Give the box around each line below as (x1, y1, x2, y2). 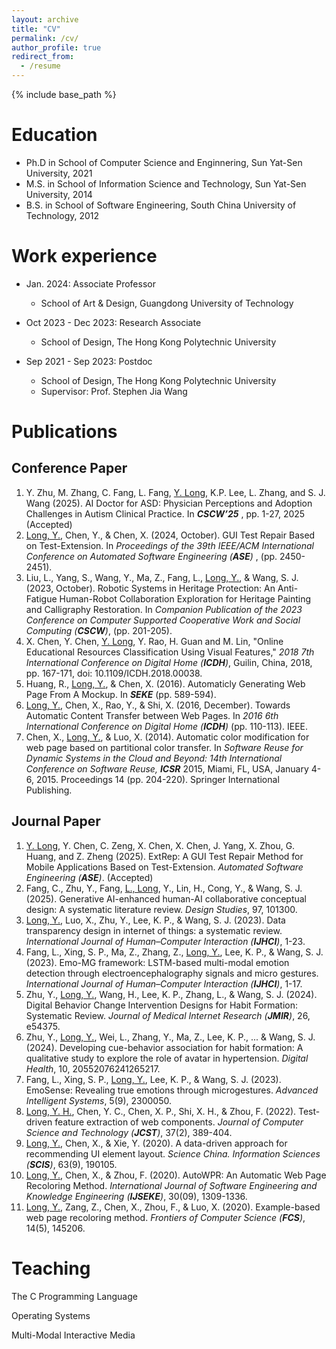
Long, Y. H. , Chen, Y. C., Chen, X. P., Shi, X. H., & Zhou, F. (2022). (25, 1105, 297, 1117)
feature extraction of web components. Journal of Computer (54, 1116, 304, 1128)
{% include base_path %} (11, 89, 117, 100)
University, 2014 (25, 188, 93, 200)
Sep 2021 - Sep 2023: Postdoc (25, 355, 153, 367)
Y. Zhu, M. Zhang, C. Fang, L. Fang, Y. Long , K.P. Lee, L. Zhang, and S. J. (25, 486, 326, 498)
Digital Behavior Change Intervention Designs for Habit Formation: (25, 999, 299, 1011)
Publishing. (25, 784, 73, 796)
